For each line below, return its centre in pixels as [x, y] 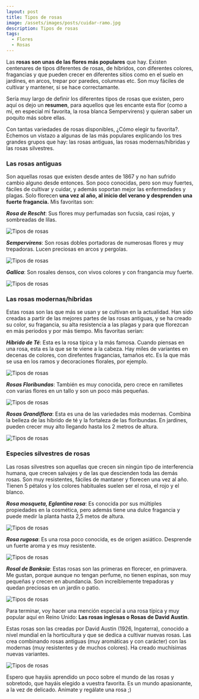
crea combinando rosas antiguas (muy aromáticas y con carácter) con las [97, 641]
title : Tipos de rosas [34, 17]
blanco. [15, 492]
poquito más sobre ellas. [36, 117]
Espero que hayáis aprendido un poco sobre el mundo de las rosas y [90, 677]
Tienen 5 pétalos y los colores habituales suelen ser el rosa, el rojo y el [93, 485]
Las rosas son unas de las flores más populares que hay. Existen [86, 62]
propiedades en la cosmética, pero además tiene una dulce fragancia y [93, 510]
